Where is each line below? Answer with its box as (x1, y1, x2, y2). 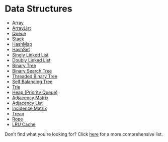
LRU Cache (12, 121, 36, 127)
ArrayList (12, 25, 31, 31)
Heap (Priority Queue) (12, 89, 58, 95)
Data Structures (5, 3, 72, 15)
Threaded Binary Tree (12, 73, 58, 79)
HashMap (12, 41, 32, 47)
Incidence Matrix (12, 105, 47, 111)
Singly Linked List (12, 51, 49, 58)
